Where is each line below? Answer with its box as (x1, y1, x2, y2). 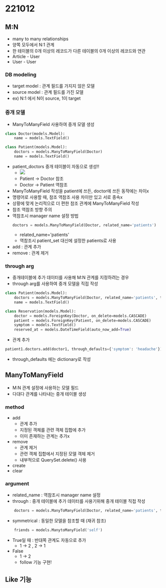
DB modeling (5, 71, 37, 78)
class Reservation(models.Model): (5, 308, 77, 314)
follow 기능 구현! (19, 559, 52, 565)
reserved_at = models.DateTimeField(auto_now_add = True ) (14, 327, 132, 332)
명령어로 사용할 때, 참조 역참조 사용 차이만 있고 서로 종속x (12, 194, 123, 200)
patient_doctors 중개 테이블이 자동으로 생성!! (12, 163, 100, 169)
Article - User (12, 54, 41, 59)
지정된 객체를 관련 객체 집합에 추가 (19, 427, 86, 433)
